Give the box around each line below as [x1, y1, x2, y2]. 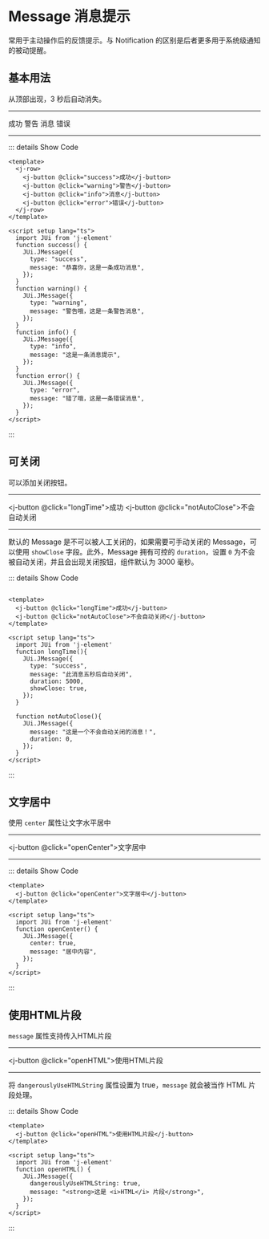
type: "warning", [29, 299, 88, 307]
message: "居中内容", [29, 948, 98, 956]
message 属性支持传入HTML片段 [8, 1031, 112, 1041]
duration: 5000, [29, 677, 84, 685]
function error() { [15, 372, 81, 380]
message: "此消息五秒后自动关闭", [29, 670, 133, 678]
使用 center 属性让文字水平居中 [8, 818, 111, 827]
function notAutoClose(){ [15, 712, 102, 721]
